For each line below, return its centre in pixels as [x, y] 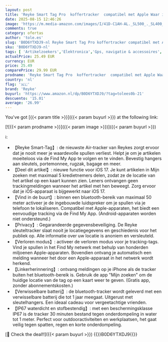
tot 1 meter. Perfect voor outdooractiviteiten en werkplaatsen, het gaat [84, 319]
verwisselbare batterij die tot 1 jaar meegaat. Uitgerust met [72, 297]
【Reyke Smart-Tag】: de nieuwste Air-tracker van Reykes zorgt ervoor [86, 148]
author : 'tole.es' [24, 38]
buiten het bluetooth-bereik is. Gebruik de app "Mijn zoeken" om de [82, 275]
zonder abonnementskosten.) [43, 285]
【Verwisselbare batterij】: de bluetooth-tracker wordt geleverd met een [87, 291]
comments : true [21, 29]
